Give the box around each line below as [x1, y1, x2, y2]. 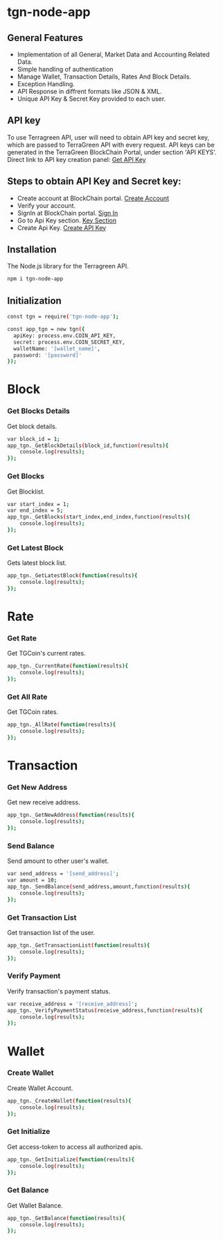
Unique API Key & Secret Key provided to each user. [17, 95, 166, 103]
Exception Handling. [17, 80, 75, 88]
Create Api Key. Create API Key [17, 223, 107, 232]
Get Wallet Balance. [7, 1201, 64, 1210]
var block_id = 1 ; [7, 435, 60, 442]
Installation [7, 244, 57, 256]
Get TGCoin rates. [7, 708, 59, 716]
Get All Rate [7, 692, 48, 701]
